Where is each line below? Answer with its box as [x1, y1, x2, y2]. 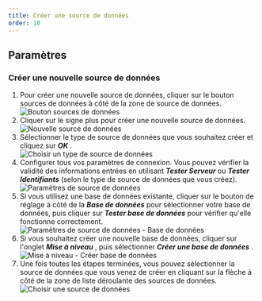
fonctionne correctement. [19, 217, 104, 226]
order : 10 [8, 19, 41, 27]
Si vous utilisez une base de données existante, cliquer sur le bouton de [19, 191, 255, 201]
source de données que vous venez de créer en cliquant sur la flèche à [19, 268, 252, 277]
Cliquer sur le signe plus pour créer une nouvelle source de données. [19, 116, 246, 125]
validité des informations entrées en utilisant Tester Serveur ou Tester [19, 166, 250, 176]
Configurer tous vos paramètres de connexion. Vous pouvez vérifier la [19, 158, 249, 168]
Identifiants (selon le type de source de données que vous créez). [19, 175, 237, 184]
